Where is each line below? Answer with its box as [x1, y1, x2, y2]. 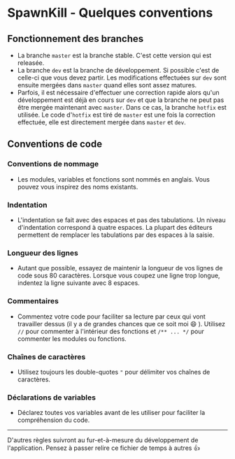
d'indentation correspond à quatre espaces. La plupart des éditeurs [17, 223, 213, 231]
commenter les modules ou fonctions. [17, 334, 127, 343]
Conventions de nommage [7, 159, 99, 169]
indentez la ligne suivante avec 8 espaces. [17, 279, 140, 287]
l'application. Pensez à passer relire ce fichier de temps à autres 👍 [7, 444, 201, 452]
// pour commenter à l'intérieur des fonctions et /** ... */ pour [17, 327, 204, 335]
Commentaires [7, 296, 59, 306]
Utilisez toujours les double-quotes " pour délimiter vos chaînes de [17, 367, 211, 376]
